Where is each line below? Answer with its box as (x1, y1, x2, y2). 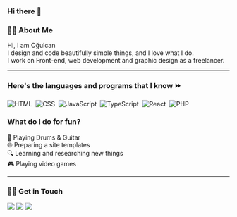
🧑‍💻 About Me (7, 25, 53, 35)
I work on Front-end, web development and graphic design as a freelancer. (7, 56, 225, 65)
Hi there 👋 (7, 6, 42, 16)
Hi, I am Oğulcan (7, 42, 56, 50)
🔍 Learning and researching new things (7, 149, 123, 157)
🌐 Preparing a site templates (7, 140, 90, 149)
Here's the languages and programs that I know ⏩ (7, 81, 182, 91)
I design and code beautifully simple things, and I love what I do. (7, 49, 194, 57)
